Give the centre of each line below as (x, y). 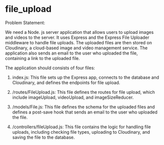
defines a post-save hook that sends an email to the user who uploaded (85, 112)
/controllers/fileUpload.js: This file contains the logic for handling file (82, 127)
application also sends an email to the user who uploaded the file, (71, 53)
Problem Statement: (25, 23)
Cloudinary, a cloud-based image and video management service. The (76, 48)
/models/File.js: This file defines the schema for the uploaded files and (83, 107)
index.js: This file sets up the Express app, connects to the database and (86, 77)
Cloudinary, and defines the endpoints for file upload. (66, 83)
